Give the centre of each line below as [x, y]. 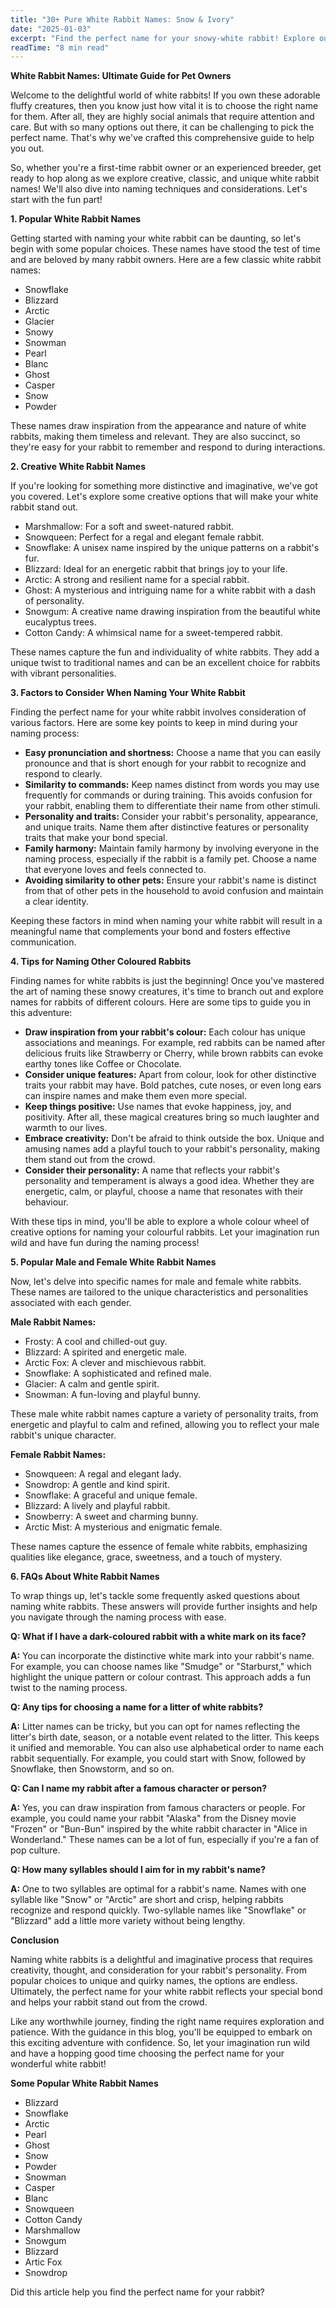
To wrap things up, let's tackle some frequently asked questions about [155, 1596]
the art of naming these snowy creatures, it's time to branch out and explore [167, 992]
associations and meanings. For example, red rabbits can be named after [175, 1043]
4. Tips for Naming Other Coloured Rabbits [101, 962]
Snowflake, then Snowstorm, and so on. [92, 1769]
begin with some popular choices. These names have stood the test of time [165, 249]
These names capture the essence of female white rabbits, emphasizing [159, 1547]
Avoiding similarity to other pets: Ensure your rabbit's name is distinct [170, 880]
